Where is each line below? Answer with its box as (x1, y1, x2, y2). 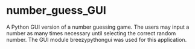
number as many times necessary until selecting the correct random (6, 29, 176, 36)
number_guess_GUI (6, 4, 107, 17)
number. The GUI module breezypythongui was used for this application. (6, 36, 187, 43)
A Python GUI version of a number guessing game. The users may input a (6, 23, 190, 30)
